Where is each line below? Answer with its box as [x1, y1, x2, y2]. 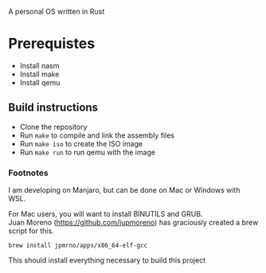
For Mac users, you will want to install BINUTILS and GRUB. [8, 209, 203, 219]
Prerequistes [8, 35, 96, 53]
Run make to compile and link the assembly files [19, 131, 175, 140]
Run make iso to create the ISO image [19, 138, 143, 148]
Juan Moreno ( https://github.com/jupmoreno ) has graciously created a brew [8, 218, 259, 228]
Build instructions [8, 101, 98, 115]
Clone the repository [19, 122, 88, 131]
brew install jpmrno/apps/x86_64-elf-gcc [8, 242, 148, 250]
